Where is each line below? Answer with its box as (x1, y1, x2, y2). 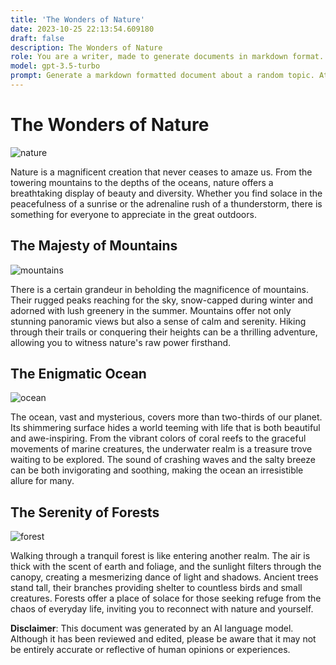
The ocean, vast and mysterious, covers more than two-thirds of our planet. (10, 411, 323, 423)
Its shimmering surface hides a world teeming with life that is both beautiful (10, 422, 321, 434)
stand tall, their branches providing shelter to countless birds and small (10, 582, 303, 594)
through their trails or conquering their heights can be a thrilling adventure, (10, 326, 318, 338)
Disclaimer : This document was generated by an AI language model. (10, 622, 294, 635)
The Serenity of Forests (10, 504, 160, 521)
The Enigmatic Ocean (10, 366, 147, 383)
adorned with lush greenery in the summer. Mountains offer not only (10, 304, 292, 316)
